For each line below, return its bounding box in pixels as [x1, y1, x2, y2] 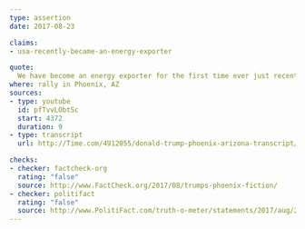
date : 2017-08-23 [9, 22, 75, 31]
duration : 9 [17, 122, 64, 132]
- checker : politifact [9, 189, 95, 198]
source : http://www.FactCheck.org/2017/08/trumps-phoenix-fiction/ [17, 181, 279, 190]
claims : [9, 38, 39, 47]
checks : [9, 155, 39, 164]
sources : [9, 88, 43, 97]
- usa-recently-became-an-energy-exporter [9, 46, 172, 55]
